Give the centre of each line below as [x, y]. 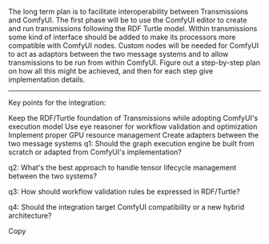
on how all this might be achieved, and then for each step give [111, 71]
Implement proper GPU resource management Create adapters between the [133, 135]
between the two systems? [53, 176]
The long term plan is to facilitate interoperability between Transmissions [128, 12]
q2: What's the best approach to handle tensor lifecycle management [122, 168]
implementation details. [47, 80]
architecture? [30, 216]
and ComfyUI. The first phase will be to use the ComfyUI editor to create [128, 20]
